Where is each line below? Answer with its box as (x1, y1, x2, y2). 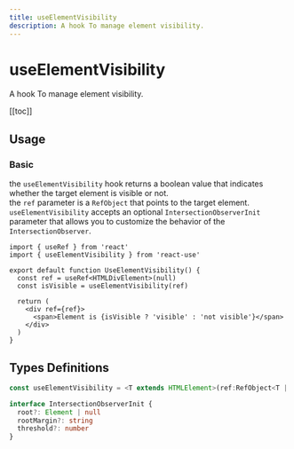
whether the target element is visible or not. (9, 188, 169, 199)
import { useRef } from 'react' (9, 243, 129, 252)
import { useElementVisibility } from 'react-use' (9, 250, 201, 260)
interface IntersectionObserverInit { (9, 399, 153, 408)
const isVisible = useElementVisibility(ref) (17, 281, 189, 291)
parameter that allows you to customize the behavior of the (9, 217, 226, 227)
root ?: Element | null (17, 407, 101, 417)
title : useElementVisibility (9, 12, 117, 22)
